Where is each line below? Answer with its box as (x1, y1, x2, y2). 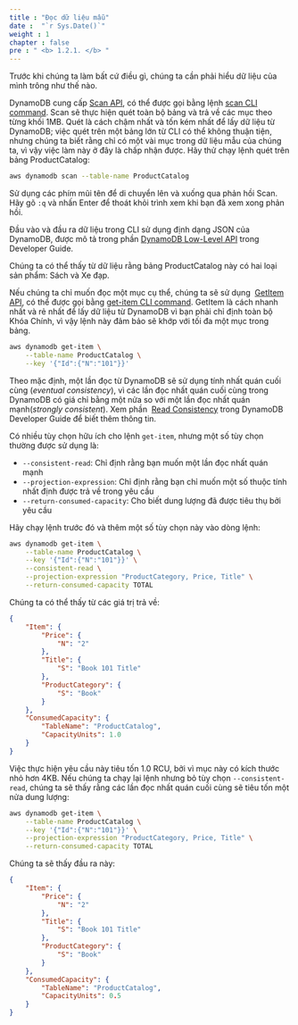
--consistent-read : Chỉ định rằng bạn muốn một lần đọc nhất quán (21, 457, 269, 468)
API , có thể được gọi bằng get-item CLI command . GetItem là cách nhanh (9, 296, 278, 307)
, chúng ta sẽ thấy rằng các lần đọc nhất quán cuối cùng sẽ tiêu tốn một (25, 782, 290, 793)
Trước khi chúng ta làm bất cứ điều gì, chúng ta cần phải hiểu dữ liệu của (9, 71, 277, 81)
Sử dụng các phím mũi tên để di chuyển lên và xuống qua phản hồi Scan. (9, 188, 278, 198)
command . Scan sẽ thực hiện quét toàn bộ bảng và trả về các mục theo (9, 107, 273, 118)
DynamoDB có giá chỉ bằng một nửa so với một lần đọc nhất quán (9, 394, 251, 404)
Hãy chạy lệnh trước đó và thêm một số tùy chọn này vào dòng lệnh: (9, 521, 261, 532)
